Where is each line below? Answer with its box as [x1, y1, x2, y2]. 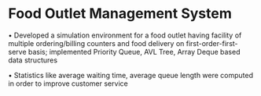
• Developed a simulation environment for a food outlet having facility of [8, 30, 242, 40]
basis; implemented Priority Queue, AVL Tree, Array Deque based [28, 47, 241, 56]
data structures [8, 55, 57, 65]
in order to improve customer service [8, 79, 128, 88]
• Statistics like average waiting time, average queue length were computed [8, 70, 254, 80]
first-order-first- [186, 38, 238, 48]
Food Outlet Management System [8, 5, 232, 23]
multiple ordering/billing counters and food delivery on [8, 38, 185, 48]
